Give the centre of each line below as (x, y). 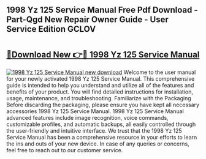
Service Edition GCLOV (51, 29)
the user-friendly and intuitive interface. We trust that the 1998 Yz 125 (94, 131)
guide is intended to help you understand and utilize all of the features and (100, 85)
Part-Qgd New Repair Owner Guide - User (87, 20)
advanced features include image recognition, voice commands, (87, 118)
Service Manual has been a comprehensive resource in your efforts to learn (102, 137)
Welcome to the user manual (160, 72)
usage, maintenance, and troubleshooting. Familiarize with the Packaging (99, 98)
